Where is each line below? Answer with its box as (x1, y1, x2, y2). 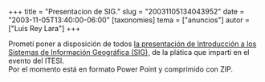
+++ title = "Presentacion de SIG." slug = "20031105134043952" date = (8, 7, 245, 16)
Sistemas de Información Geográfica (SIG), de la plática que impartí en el (8, 48, 250, 57)
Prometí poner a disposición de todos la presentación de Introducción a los (8, 39, 257, 49)
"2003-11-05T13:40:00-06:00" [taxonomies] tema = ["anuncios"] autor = (8, 15, 251, 25)
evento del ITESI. (8, 56, 64, 65)
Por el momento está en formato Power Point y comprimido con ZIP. (8, 64, 234, 74)
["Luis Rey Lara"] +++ (8, 24, 81, 33)
